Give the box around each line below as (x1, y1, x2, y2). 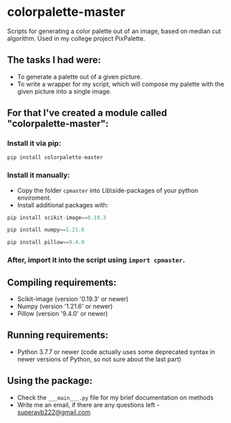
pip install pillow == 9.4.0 (7, 239, 85, 246)
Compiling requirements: (7, 276, 117, 288)
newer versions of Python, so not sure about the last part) (17, 355, 181, 363)
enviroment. (17, 194, 52, 202)
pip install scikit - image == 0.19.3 (7, 214, 107, 221)
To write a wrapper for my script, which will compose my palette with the (17, 80, 225, 88)
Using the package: (7, 375, 93, 386)
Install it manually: (7, 170, 70, 180)
